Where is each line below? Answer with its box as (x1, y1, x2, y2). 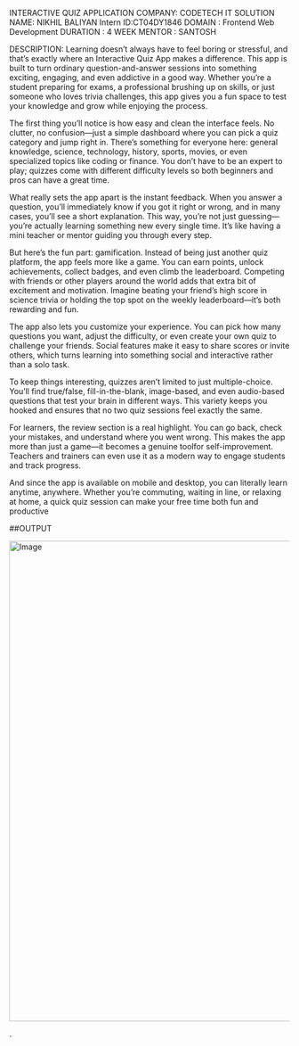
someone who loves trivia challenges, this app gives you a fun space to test (9, 91, 287, 102)
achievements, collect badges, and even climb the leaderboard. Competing (9, 267, 285, 276)
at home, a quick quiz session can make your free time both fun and (9, 497, 259, 507)
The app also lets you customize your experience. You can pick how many (9, 321, 282, 332)
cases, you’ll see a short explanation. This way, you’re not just (9, 211, 237, 221)
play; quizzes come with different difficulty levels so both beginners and (9, 165, 274, 176)
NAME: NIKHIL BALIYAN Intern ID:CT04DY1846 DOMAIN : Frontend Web (9, 17, 275, 28)
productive (9, 506, 49, 516)
